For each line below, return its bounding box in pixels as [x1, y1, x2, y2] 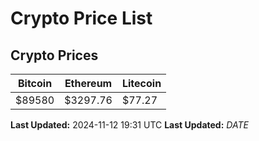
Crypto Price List [10, 7, 153, 30]
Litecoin [121, 77, 162, 90]
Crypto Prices [10, 47, 99, 64]
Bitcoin [17, 77, 53, 90]
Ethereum [64, 77, 113, 90]
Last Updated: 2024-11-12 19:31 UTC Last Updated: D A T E [10, 119, 249, 131]
